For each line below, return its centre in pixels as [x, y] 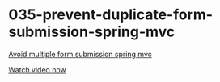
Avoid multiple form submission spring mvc [80, 54]
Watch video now [37, 69]
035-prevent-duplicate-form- [110, 15]
